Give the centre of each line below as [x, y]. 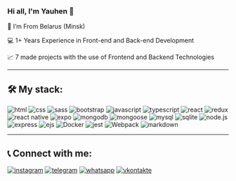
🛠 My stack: [35, 89]
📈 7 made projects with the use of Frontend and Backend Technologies [111, 57]
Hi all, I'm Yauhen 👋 [41, 11]
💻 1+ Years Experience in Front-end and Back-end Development [101, 41]
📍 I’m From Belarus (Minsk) [46, 27]
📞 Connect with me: [50, 153]
